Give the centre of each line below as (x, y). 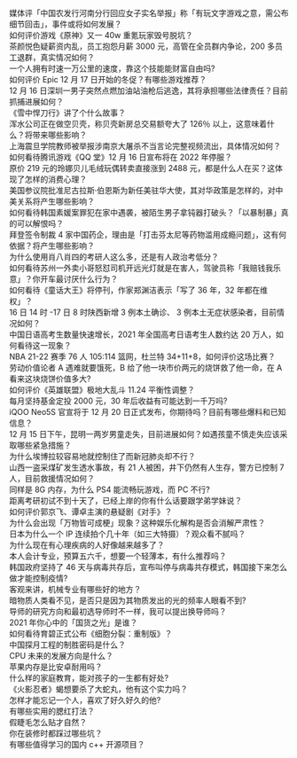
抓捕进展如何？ (36, 102)
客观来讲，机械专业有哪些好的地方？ (75, 589)
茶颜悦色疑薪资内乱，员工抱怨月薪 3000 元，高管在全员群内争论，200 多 (142, 46)
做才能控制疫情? (39, 578)
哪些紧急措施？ (44, 445)
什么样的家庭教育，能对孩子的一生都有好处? (89, 678)
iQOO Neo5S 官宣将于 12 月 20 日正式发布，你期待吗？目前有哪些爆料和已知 (148, 412)
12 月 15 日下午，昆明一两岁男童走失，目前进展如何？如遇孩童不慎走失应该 (145, 434)
